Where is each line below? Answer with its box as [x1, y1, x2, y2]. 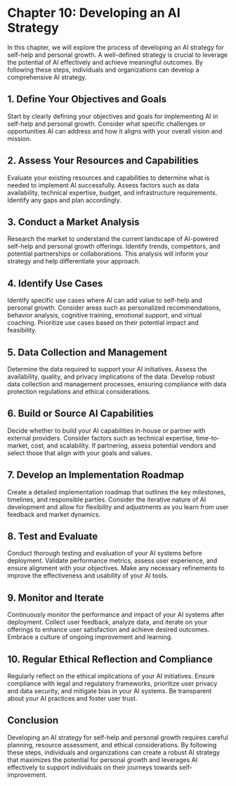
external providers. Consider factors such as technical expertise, [7, 433, 195, 442]
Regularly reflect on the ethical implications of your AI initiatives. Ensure [7, 672, 216, 681]
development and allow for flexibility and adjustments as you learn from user [7, 502, 229, 511]
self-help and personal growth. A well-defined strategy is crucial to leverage [7, 51, 228, 59]
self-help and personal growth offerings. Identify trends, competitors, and [7, 242, 221, 251]
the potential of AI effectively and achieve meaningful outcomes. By [7, 58, 204, 66]
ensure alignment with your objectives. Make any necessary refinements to [7, 564, 225, 572]
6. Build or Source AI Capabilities [7, 407, 154, 419]
